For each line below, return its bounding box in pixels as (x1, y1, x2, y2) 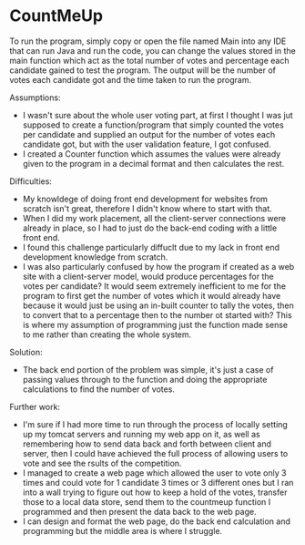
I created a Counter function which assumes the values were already (22, 148, 281, 159)
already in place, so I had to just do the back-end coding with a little (22, 222, 278, 233)
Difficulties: (9, 175, 53, 187)
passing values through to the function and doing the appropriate (22, 374, 268, 385)
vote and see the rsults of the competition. (22, 458, 182, 468)
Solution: (9, 346, 43, 357)
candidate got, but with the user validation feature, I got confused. (22, 139, 271, 149)
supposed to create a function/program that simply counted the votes (22, 119, 284, 130)
